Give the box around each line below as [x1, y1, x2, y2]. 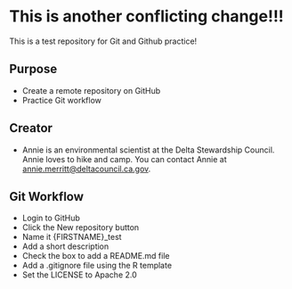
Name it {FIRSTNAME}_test [21, 232, 122, 243]
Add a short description [21, 241, 109, 252]
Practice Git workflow [21, 95, 102, 105]
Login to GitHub [21, 212, 80, 224]
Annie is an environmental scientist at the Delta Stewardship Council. [21, 144, 275, 155]
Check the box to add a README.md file [21, 251, 170, 261]
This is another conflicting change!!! [9, 6, 285, 27]
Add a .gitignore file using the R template [21, 260, 172, 271]
